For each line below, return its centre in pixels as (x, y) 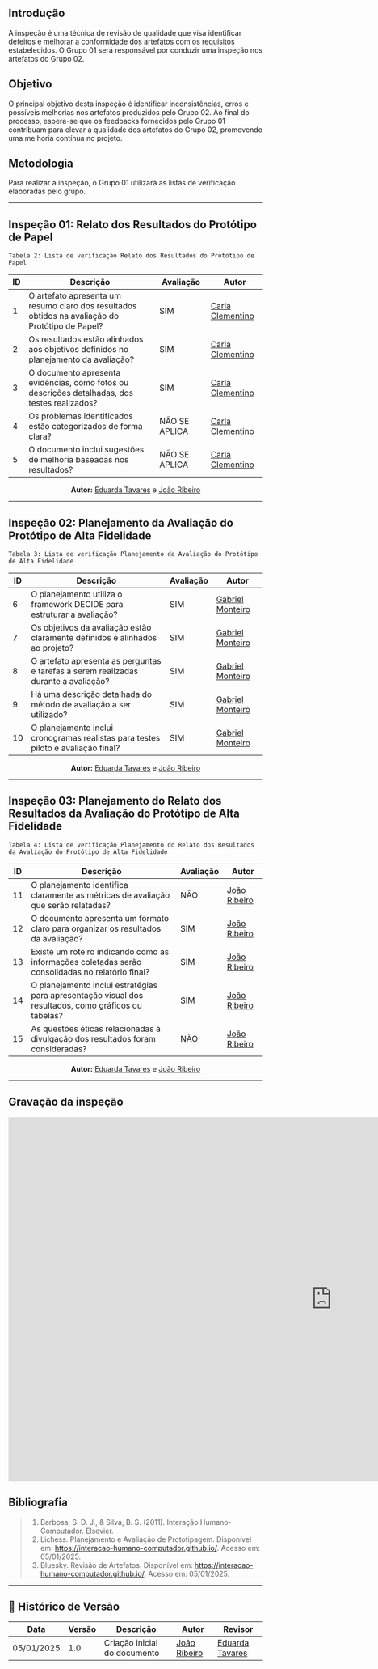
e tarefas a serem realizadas (85, 671)
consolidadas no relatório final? (90, 972)
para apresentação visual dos (87, 995)
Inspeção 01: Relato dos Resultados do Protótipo (132, 225)
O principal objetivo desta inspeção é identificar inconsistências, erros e (128, 104)
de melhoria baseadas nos (79, 460)
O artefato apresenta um (75, 296)
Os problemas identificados (81, 416)
